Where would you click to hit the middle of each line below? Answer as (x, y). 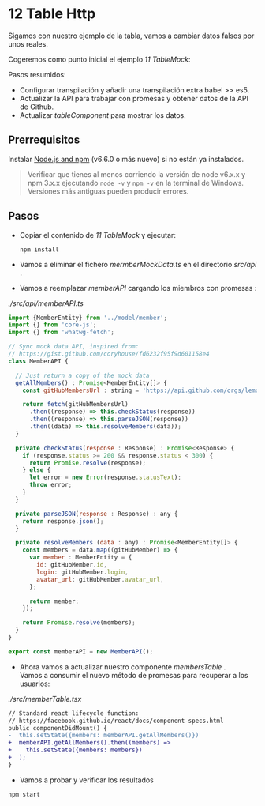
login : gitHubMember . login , (82, 572)
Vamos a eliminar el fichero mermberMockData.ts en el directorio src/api (138, 264)
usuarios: (35, 684)
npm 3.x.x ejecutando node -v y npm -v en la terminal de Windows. (136, 183)
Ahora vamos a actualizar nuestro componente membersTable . (123, 667)
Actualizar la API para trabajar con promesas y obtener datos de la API (134, 98)
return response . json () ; (63, 521)
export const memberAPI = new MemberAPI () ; (81, 652)
